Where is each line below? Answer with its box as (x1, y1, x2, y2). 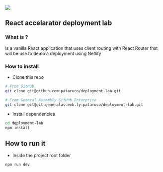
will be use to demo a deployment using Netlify (5, 50, 101, 56)
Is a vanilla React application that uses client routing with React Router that (5, 45, 158, 51)
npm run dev (5, 162, 30, 167)
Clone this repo (12, 74, 44, 80)
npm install (5, 125, 30, 131)
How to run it (5, 139, 46, 148)
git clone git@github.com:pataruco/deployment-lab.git (5, 88, 121, 93)
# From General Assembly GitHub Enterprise (5, 97, 97, 102)
